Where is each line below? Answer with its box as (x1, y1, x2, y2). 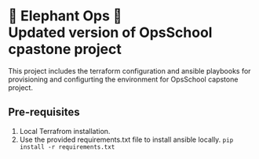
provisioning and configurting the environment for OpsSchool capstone (8, 74, 239, 84)
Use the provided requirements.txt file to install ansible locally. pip (19, 135, 234, 144)
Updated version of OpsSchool (8, 23, 213, 42)
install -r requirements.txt (19, 143, 115, 151)
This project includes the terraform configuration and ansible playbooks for (8, 66, 251, 75)
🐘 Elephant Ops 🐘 (8, 7, 122, 25)
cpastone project (8, 41, 122, 58)
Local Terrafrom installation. (19, 126, 111, 136)
